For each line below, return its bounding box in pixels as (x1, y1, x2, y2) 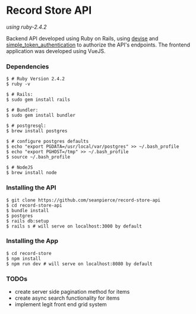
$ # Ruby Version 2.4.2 (6, 76, 65, 82)
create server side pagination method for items (14, 288, 130, 296)
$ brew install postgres (6, 128, 68, 134)
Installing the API (6, 184, 56, 192)
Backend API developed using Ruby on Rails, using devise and (6, 35, 159, 42)
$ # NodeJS (6, 164, 33, 170)
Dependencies (6, 62, 49, 70)
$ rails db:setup (6, 218, 49, 224)
